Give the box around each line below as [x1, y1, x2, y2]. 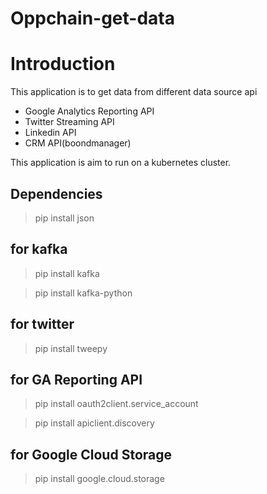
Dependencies [10, 185, 103, 202]
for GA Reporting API [10, 371, 143, 388]
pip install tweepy [34, 342, 108, 354]
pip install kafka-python [34, 287, 133, 299]
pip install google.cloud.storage [34, 473, 165, 485]
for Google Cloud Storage [10, 446, 173, 463]
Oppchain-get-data [10, 7, 175, 30]
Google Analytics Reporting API [24, 105, 155, 117]
